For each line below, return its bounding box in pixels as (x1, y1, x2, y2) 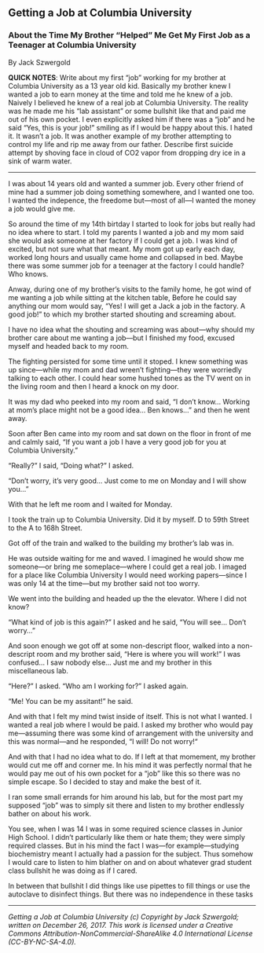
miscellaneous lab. (8, 665, 69, 675)
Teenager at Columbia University (8, 39, 137, 50)
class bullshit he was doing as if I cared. (8, 866, 137, 875)
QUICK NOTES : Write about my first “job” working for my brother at (8, 72, 226, 82)
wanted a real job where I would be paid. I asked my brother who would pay (8, 720, 254, 729)
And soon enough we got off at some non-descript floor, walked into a (8, 640, 236, 651)
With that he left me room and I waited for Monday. (8, 499, 173, 509)
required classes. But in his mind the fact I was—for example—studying (8, 841, 240, 850)
